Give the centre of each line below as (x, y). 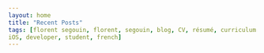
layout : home (30, 15)
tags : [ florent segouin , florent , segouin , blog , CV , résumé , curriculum (132, 30)
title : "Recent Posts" (45, 23)
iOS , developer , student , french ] (65, 37)
